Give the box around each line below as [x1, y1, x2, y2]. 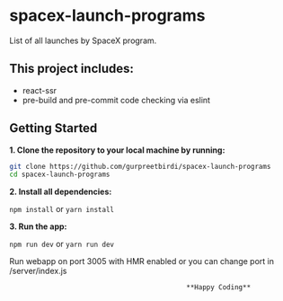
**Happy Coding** [186, 283, 252, 292]
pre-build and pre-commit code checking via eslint [22, 94, 211, 105]
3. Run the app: [9, 221, 67, 232]
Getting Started [9, 120, 98, 136]
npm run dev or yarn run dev [9, 239, 115, 250]
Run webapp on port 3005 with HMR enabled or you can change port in [9, 256, 274, 267]
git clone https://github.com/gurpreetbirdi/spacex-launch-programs [9, 162, 271, 171]
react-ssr [22, 84, 57, 95]
